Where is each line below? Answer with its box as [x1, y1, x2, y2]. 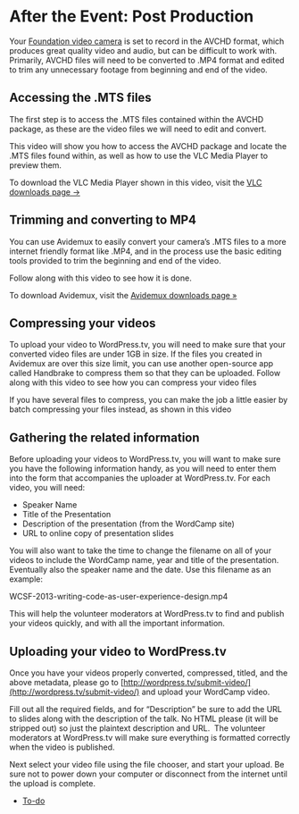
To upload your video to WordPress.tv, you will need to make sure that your [9, 340, 286, 350]
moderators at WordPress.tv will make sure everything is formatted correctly [9, 733, 291, 743]
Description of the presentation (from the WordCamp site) [21, 518, 235, 529]
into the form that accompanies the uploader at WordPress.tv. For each [9, 473, 270, 483]
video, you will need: [9, 483, 86, 493]
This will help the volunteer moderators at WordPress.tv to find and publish [9, 608, 285, 619]
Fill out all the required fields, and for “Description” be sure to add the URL [9, 704, 283, 714]
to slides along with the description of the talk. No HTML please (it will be [9, 713, 278, 724]
